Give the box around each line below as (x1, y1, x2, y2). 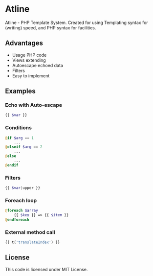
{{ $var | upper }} (5, 185, 41, 190)
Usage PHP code (12, 52, 47, 58)
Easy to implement (12, 72, 50, 79)
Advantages (5, 39, 43, 47)
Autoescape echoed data (12, 62, 64, 68)
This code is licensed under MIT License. (5, 266, 88, 272)
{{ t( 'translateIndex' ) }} (5, 240, 60, 245)
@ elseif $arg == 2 (5, 144, 43, 150)
